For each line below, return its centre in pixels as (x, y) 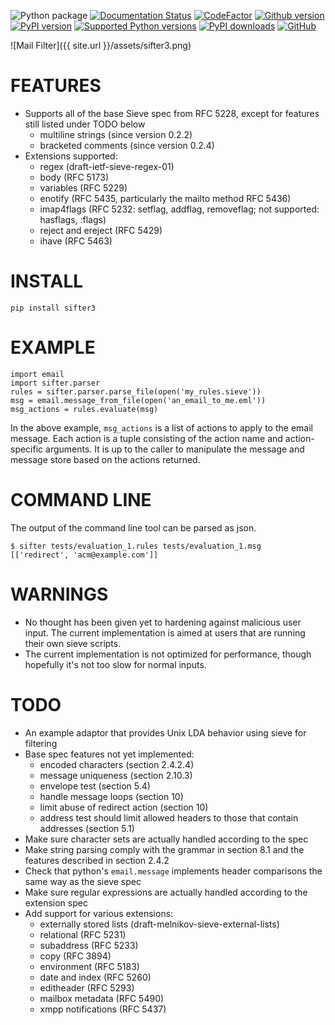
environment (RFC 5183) (89, 966)
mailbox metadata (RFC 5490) (102, 998)
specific (27, 449)
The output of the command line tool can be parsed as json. (133, 527)
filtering (41, 743)
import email (37, 374)
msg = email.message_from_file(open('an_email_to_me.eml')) (138, 400)
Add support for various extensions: (99, 913)
